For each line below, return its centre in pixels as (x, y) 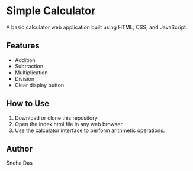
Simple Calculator (51, 11)
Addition (25, 60)
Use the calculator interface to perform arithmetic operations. (90, 130)
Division (24, 78)
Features (23, 46)
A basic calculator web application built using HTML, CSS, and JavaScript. (97, 27)
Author (19, 149)
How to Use (28, 103)
